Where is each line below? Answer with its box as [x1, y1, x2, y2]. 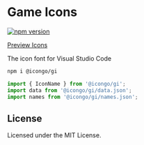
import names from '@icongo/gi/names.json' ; [7, 93, 138, 100]
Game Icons [7, 4, 78, 20]
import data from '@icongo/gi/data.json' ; [7, 86, 132, 94]
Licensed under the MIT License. [7, 131, 102, 139]
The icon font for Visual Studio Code [7, 54, 112, 63]
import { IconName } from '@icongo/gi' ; [7, 80, 127, 87]
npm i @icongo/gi [7, 68, 58, 75]
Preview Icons [7, 40, 48, 49]
